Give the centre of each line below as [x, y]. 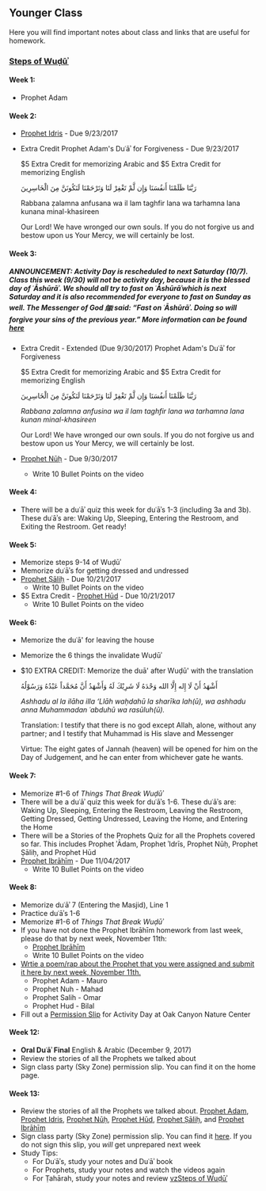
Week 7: [23, 775]
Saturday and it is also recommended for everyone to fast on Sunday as [130, 297]
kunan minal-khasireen [59, 419]
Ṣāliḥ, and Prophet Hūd [58, 852]
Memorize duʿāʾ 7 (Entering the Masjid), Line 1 [94, 905]
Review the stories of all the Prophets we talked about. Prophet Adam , [134, 1111]
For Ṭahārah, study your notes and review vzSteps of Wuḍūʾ [130, 1178]
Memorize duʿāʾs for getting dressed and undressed [104, 571]
